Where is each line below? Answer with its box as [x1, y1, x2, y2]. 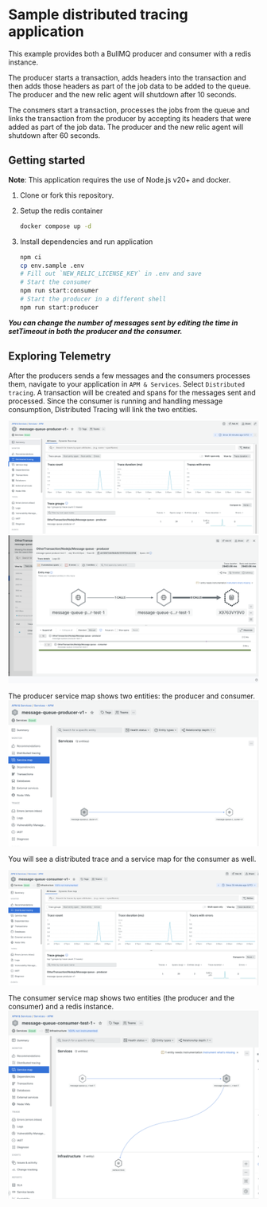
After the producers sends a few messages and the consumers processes [8, 371, 250, 380]
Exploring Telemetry [8, 349, 111, 364]
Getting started [8, 154, 86, 167]
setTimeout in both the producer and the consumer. [8, 326, 183, 336]
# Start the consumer [19, 278, 91, 286]
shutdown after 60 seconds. [8, 130, 101, 140]
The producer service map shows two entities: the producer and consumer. [8, 691, 256, 701]
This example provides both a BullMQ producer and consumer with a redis [8, 49, 252, 58]
